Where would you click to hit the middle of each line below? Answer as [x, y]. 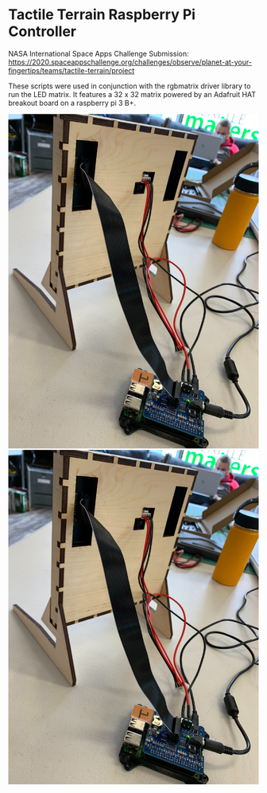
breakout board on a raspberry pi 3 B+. [72, 103]
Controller [43, 31]
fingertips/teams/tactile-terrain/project [72, 70]
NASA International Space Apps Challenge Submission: [99, 53]
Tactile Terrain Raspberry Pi [102, 15]
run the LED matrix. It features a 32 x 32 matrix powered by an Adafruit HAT [132, 94]
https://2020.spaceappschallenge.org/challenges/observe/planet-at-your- [130, 62]
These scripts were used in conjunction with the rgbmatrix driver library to [130, 86]
